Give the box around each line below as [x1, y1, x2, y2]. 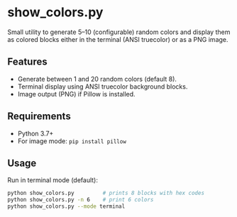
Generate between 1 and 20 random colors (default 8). [17, 74, 177, 83]
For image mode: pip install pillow [17, 136, 126, 145]
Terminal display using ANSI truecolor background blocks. [17, 82, 188, 91]
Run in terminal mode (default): [7, 176, 98, 184]
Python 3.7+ [17, 129, 54, 138]
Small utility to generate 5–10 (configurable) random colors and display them [7, 28, 231, 36]
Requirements [7, 111, 71, 123]
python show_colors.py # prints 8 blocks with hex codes [7, 189, 204, 197]
